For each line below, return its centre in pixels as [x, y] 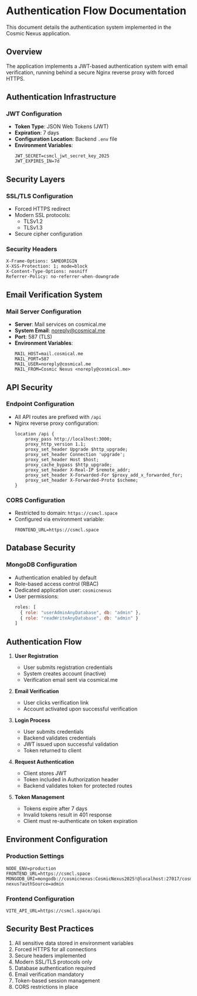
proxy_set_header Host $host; [62, 459]
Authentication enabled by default [55, 577]
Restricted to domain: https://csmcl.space [66, 513]
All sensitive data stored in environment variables [74, 943]
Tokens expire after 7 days [55, 809]
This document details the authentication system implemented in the [89, 27]
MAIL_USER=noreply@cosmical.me [53, 364]
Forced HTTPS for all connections [55, 949]
